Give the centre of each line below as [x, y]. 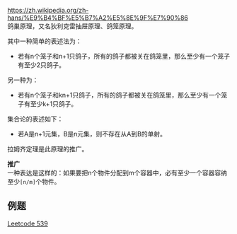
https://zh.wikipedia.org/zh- [48, 10]
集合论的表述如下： [35, 119]
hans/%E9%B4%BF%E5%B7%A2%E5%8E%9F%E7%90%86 [98, 18]
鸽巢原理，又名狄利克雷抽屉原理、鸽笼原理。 [73, 26]
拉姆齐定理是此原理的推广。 [48, 149]
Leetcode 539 [28, 223]
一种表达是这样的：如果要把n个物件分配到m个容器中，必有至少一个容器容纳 [117, 173]
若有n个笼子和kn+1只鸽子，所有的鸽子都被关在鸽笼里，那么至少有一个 [119, 95]
